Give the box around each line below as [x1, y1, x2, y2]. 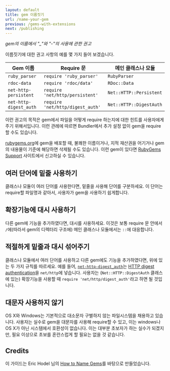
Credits [5, 346, 29, 355]
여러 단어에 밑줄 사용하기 [5, 169, 77, 177]
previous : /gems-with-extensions [5, 21, 76, 27]
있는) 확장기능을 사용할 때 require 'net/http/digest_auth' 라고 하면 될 [10, 276, 153, 282]
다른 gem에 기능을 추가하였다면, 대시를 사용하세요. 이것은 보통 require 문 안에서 [5, 220, 163, 226]
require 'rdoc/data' [44, 80, 93, 86]
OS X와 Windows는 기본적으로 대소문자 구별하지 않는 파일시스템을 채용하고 [5, 312, 154, 319]
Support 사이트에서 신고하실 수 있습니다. [5, 152, 86, 159]
